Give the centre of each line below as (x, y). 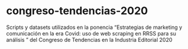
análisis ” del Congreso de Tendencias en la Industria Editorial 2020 (90, 40)
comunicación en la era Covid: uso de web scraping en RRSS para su (91, 33)
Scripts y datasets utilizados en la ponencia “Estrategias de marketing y (94, 27)
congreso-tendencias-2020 (77, 11)
